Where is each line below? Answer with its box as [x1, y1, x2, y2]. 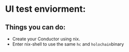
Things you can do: [5, 23, 66, 31]
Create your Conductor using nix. [12, 36, 81, 42]
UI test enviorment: [5, 3, 86, 15]
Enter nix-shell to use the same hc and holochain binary [12, 41, 125, 47]
